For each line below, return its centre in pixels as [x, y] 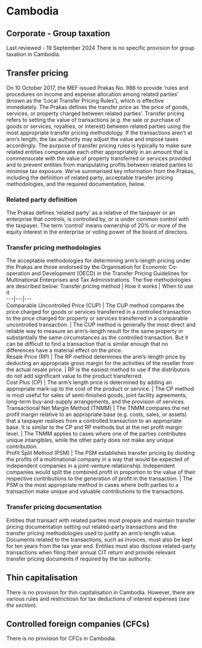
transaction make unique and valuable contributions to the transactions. [96, 491]
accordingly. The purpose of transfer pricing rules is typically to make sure [99, 145]
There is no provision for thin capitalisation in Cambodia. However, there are [100, 592]
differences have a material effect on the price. [65, 351]
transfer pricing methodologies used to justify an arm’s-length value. [91, 533]
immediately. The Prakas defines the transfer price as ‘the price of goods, [98, 107]
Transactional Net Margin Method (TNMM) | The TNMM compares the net [98, 408]
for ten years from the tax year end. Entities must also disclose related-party [101, 546]
